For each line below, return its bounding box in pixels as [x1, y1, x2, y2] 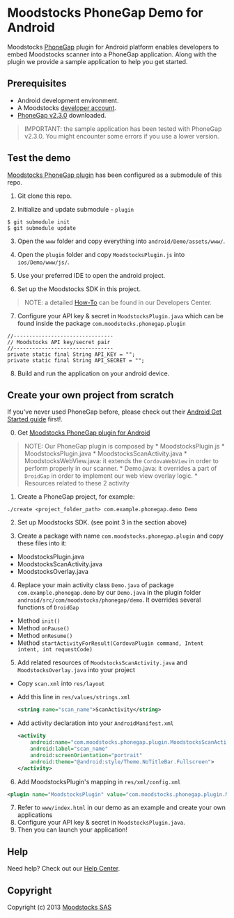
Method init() [17, 616, 61, 625]
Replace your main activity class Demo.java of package [17, 581, 174, 589]
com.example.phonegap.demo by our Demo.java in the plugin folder [17, 589, 201, 597]
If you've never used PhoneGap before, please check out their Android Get [7, 407, 221, 416]
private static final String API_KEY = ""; [7, 350, 136, 358]
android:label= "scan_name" [30, 745, 109, 752]
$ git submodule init [7, 218, 70, 226]
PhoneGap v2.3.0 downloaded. [17, 111, 107, 119]
